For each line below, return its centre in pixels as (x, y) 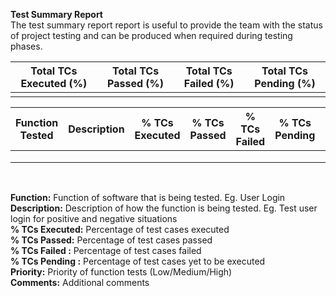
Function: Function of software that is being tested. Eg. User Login (148, 197)
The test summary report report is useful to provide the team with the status (166, 25)
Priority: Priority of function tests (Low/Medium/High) (121, 272)
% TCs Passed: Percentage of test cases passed (111, 240)
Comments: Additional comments (80, 282)
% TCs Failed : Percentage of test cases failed (106, 250)
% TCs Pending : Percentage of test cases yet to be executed (138, 261)
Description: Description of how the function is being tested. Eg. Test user (164, 208)
